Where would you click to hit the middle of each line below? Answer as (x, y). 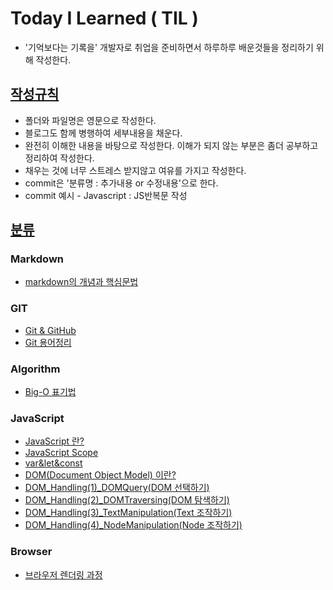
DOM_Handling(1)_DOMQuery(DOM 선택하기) (117, 488)
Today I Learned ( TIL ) (104, 18)
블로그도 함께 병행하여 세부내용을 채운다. (103, 133)
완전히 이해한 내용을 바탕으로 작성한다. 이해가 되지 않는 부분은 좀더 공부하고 (171, 145)
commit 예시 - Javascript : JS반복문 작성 (106, 195)
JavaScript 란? (54, 441)
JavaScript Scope (61, 453)
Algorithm (35, 369)
